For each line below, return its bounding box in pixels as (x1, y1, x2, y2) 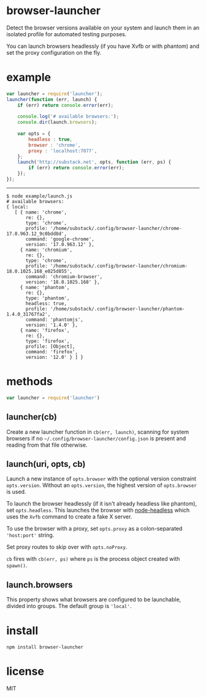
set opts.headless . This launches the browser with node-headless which (6, 507, 190, 514)
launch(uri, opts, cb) (6, 458, 86, 469)
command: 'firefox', (25, 348, 78, 355)
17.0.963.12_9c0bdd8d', (6, 231, 67, 237)
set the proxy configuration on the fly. (6, 48, 102, 56)
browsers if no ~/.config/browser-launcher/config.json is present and (6, 434, 186, 442)
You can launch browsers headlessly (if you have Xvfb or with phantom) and (6, 42, 200, 50)
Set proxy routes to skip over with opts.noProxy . (6, 544, 128, 551)
